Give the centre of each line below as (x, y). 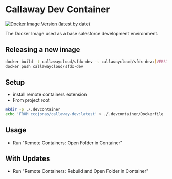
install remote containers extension (50, 95)
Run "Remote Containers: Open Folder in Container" (68, 143)
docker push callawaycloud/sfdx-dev (44, 66)
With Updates (28, 159)
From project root (31, 100)
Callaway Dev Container (58, 9)
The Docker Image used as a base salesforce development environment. (82, 33)
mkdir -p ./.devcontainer (33, 110)
